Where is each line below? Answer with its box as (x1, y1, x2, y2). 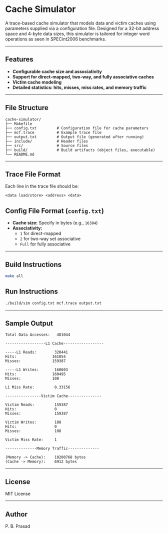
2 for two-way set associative (19, 236, 81, 242)
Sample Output (5, 319, 53, 327)
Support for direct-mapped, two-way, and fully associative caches (12, 73, 154, 79)
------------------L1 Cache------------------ (5, 341, 104, 346)
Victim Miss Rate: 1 (5, 437, 57, 442)
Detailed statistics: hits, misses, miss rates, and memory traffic (12, 84, 147, 90)
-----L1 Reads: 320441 (5, 350, 68, 355)
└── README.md (5, 151, 35, 157)
